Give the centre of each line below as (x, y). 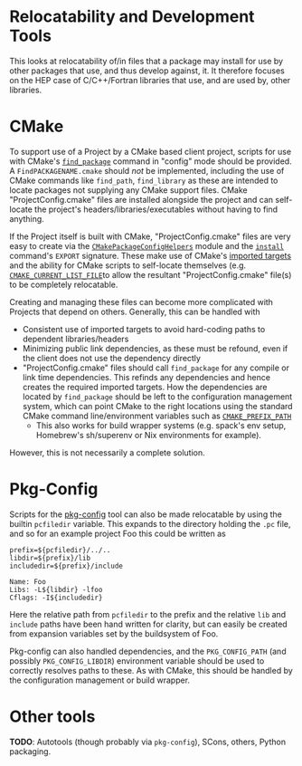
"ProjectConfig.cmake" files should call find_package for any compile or (156, 368)
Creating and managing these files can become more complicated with (142, 302)
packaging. (30, 751)
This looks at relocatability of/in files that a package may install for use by (146, 61)
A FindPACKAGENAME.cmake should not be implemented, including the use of (147, 170)
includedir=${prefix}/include (66, 566)
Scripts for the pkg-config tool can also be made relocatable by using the (146, 514)
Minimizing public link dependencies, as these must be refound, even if (155, 348)
